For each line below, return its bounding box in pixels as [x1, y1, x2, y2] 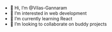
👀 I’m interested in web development [10, 10, 87, 16]
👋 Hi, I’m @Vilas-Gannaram [10, 5, 67, 11]
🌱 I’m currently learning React [10, 16, 73, 21]
